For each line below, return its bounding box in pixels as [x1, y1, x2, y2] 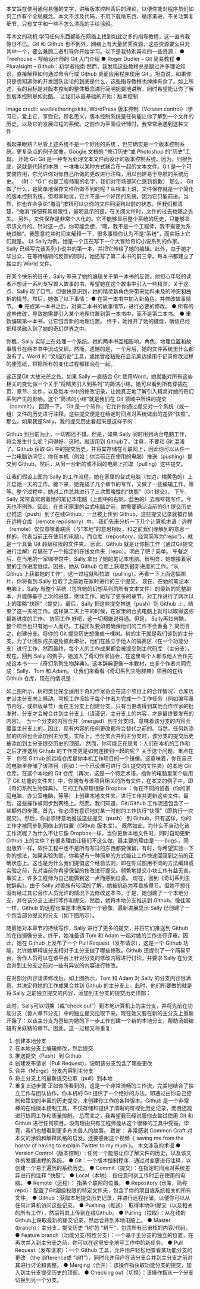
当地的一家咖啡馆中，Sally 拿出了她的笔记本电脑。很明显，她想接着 [21, 555, 186, 562]
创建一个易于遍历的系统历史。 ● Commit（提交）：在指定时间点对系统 [14, 1165, 186, 1171]
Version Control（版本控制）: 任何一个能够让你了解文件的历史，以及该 [14, 1150, 186, 1156]
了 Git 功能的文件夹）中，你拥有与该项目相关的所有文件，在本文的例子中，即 [6, 777, 193, 784]
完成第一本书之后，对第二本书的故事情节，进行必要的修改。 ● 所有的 [24, 303, 194, 310]
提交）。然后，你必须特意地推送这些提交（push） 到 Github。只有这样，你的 [6, 815, 192, 821]
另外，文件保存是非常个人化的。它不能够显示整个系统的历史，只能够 [17, 215, 185, 222]
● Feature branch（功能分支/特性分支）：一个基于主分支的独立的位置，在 [14, 1232, 193, 1239]
